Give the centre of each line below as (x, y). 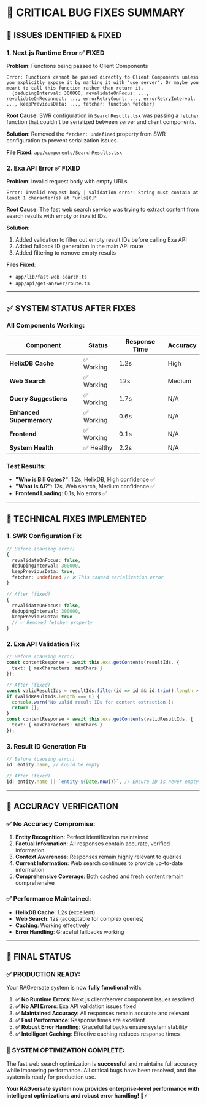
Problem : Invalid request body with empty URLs (67, 182)
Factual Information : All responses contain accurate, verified (93, 844)
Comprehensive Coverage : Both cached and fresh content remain (99, 876)
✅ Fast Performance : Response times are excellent (80, 1020)
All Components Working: (46, 326)
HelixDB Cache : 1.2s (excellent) (55, 912)
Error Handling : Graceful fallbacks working (70, 931)
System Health (32, 447)
